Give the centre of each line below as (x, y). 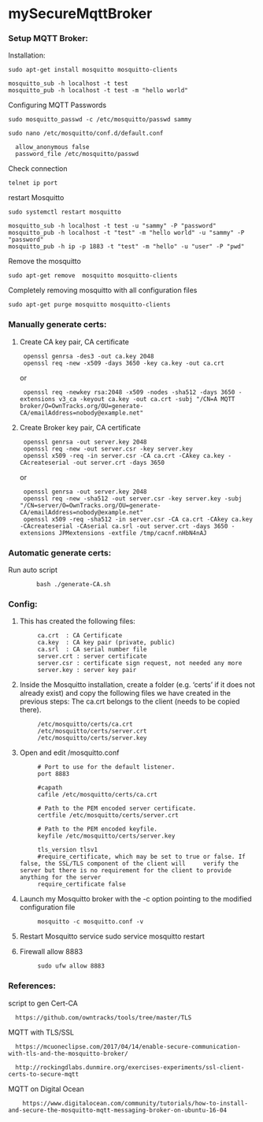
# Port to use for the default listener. (106, 767)
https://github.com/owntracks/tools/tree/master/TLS (104, 1017)
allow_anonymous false (52, 147)
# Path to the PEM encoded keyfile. (97, 829)
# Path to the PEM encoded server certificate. (117, 808)
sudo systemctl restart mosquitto (65, 212)
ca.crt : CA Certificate (80, 636)
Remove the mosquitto (44, 262)
